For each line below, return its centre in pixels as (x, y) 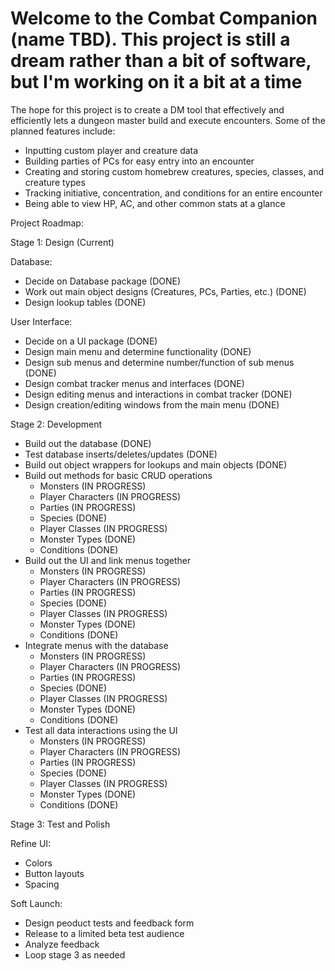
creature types (55, 182)
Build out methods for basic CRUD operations (118, 475)
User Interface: (41, 321)
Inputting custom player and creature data (111, 150)
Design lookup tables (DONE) (85, 302)
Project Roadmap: (47, 223)
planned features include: (63, 131)
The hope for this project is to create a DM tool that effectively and (147, 109)
